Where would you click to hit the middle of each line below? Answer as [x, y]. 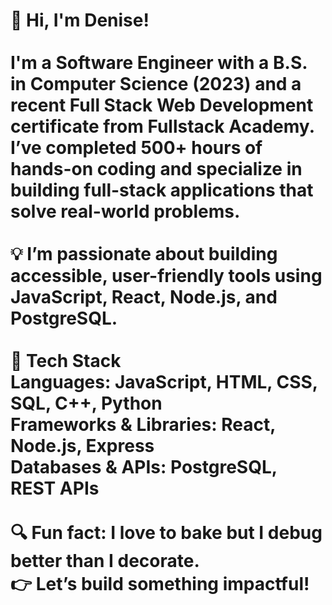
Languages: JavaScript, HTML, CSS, [164, 382]
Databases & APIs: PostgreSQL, [144, 467]
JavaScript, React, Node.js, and [144, 297]
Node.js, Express [82, 446]
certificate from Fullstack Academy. [162, 126]
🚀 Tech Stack [66, 361]
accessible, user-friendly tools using [166, 276]
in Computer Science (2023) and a [156, 84]
